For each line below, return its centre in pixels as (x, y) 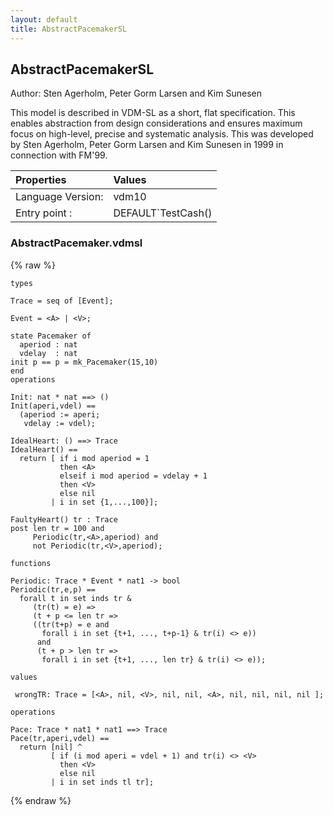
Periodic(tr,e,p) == (53, 589)
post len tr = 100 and (57, 528)
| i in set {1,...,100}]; (104, 502)
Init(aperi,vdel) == (53, 406)
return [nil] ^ (51, 747)
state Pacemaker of (51, 336)
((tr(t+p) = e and (71, 624)
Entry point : (44, 213)
